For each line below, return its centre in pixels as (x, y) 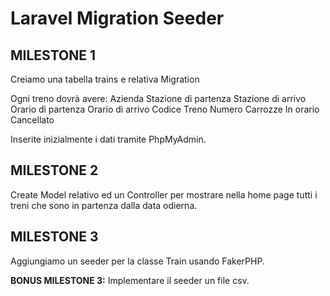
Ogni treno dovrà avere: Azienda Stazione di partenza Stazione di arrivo (158, 98)
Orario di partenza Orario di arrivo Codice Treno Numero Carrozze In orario (165, 109)
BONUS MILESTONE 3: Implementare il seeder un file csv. (130, 280)
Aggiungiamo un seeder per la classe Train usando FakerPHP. (137, 261)
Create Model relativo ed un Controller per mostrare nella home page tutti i (164, 194)
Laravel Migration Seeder (117, 18)
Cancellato (32, 120)
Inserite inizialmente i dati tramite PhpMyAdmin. (108, 139)
